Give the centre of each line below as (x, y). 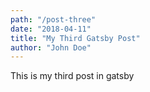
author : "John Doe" (51, 47)
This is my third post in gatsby (72, 76)
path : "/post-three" (53, 19)
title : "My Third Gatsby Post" (75, 38)
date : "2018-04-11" (51, 29)
